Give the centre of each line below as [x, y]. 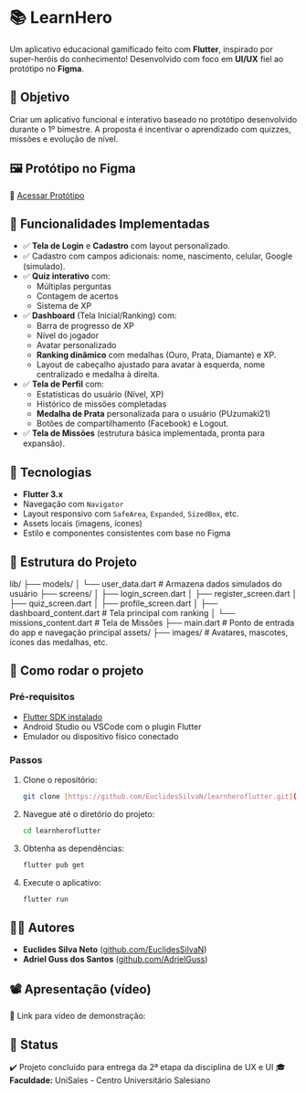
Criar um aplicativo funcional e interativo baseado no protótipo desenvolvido [153, 119]
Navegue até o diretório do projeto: [89, 813]
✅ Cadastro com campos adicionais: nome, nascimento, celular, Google [158, 256]
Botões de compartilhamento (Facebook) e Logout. [132, 424]
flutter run [45, 899]
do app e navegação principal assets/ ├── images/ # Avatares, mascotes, [149, 632]
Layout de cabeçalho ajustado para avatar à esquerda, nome [151, 365]
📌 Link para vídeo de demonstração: [78, 1016]
